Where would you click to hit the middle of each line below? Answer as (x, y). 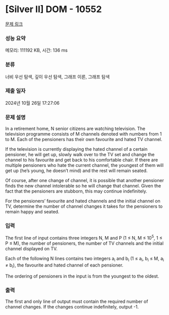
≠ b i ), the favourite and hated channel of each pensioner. (64, 265)
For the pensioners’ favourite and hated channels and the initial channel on (83, 201)
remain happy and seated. (32, 212)
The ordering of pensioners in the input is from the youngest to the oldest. (82, 276)
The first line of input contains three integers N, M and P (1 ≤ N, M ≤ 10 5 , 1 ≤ (84, 238)
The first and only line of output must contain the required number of (77, 301)
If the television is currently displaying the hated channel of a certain (76, 149)
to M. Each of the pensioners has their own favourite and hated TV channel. (84, 140)
